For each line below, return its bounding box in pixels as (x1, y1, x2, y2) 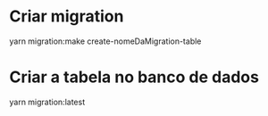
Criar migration (9, 6, 124, 27)
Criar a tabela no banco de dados (9, 67, 259, 87)
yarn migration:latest (9, 96, 86, 107)
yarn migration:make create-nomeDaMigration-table (9, 36, 202, 46)
